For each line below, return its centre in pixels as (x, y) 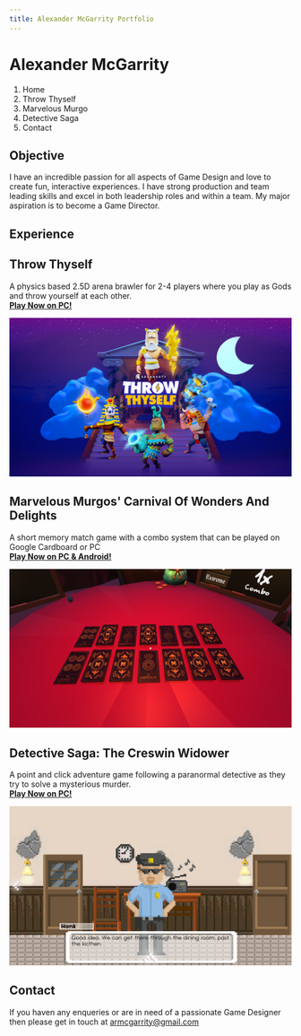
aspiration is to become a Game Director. (85, 205)
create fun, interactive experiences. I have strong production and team (139, 187)
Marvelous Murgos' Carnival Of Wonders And (139, 502)
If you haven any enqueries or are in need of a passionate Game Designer (145, 1012)
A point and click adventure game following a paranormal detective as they (147, 775)
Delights (33, 516)
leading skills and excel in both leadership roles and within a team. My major (150, 196)
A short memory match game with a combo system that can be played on (145, 537)
